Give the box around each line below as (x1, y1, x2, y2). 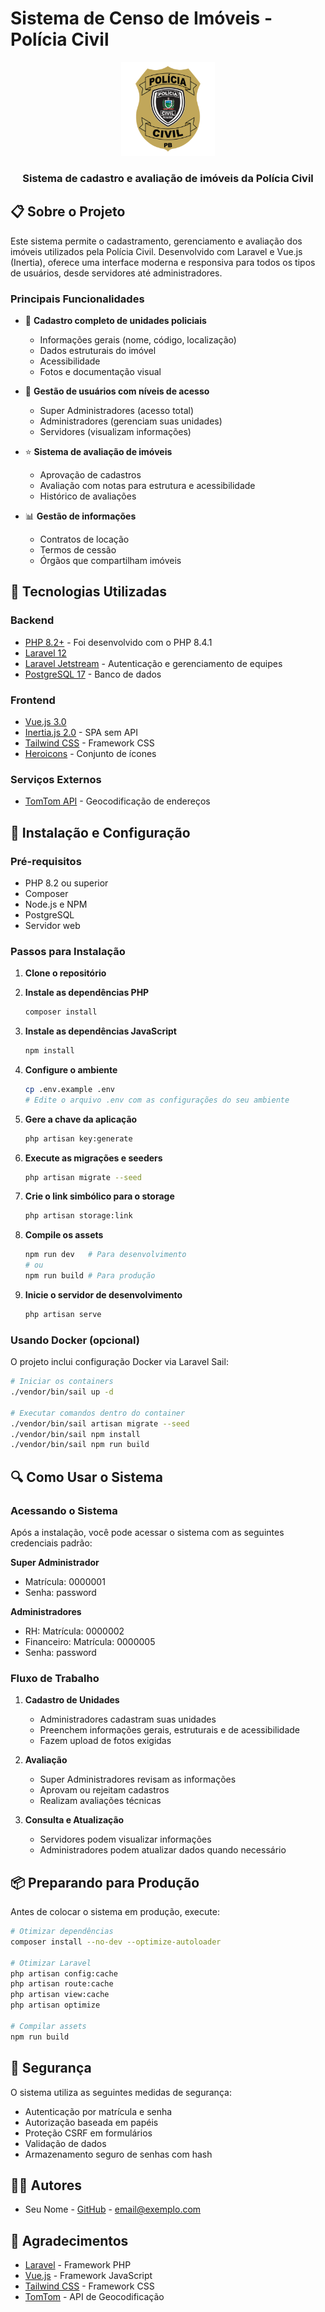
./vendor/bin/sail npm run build (10, 1440, 150, 1450)
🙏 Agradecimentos (10, 2232, 129, 2249)
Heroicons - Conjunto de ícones (24, 747, 157, 759)
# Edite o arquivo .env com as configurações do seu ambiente (24, 1095, 290, 1105)
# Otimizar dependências (10, 1927, 114, 1937)
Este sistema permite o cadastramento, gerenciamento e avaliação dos (10, 235, 303, 247)
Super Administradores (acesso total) (39, 404, 195, 416)
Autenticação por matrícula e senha (24, 2105, 173, 2117)
